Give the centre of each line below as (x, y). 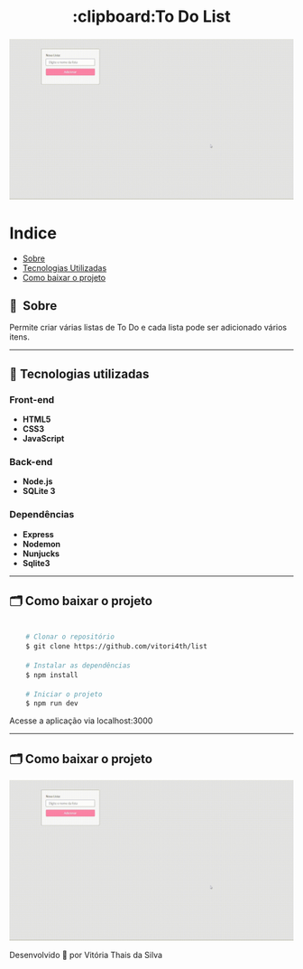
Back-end (31, 461)
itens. (19, 337)
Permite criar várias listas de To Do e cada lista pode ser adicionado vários (148, 328)
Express (38, 534)
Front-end (32, 399)
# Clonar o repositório (70, 637)
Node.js (37, 481)
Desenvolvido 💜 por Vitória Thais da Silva (86, 955)
